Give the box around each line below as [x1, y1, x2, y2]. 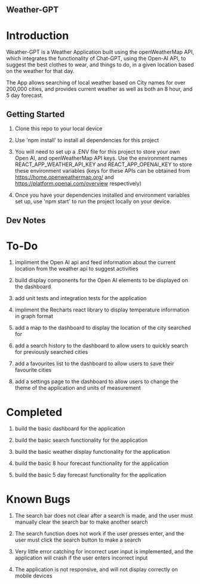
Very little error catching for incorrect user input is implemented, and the [14, 548, 193, 555]
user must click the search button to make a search [14, 536, 141, 543]
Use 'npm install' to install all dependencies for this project [14, 137, 159, 144]
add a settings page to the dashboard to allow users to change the [14, 378, 179, 385]
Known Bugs [6, 493, 70, 506]
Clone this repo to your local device [14, 125, 103, 132]
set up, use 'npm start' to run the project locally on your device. [14, 198, 171, 205]
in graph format [14, 313, 54, 320]
